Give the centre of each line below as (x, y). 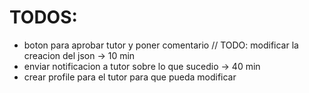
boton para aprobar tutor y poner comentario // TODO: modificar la (161, 45)
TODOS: (43, 17)
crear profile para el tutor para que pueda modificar (130, 77)
